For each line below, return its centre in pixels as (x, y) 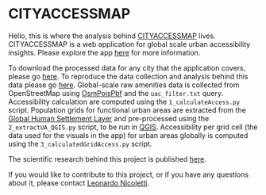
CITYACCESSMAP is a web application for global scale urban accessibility (129, 44)
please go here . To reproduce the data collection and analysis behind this (128, 76)
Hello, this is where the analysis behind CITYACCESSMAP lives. (112, 36)
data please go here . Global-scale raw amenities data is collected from (124, 85)
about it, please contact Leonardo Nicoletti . (79, 182)
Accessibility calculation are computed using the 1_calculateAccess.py (124, 101)
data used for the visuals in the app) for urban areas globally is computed (128, 135)
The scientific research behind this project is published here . (107, 159)
